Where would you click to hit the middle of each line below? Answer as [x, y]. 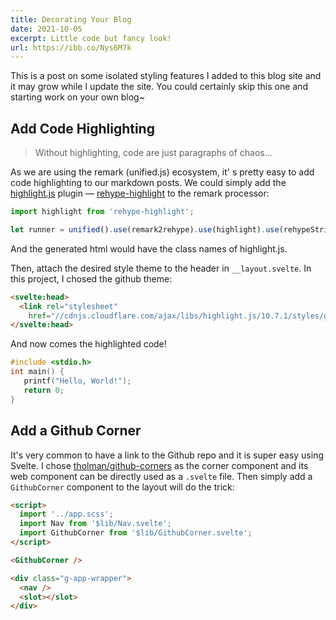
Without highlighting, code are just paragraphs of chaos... [153, 153]
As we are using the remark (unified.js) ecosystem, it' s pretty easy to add [162, 172]
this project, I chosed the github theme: [91, 278]
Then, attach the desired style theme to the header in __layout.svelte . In [161, 268]
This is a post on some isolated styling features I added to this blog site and [166, 76]
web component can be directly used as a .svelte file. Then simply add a [161, 476]
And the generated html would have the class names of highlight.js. [149, 248]
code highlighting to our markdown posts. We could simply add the [148, 183]
